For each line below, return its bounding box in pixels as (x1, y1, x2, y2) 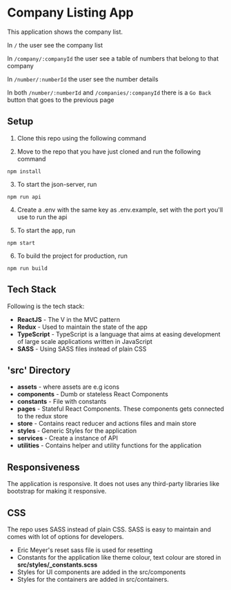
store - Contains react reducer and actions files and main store (17, 419, 197, 428)
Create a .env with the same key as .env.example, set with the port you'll (17, 205, 223, 214)
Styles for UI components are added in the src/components (17, 568, 186, 576)
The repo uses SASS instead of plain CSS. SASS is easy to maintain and (7, 525, 212, 533)
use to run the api (17, 212, 68, 221)
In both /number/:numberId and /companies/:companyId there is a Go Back (7, 88, 212, 96)
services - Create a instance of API (17, 434, 119, 443)
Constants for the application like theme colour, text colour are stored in (17, 553, 221, 561)
